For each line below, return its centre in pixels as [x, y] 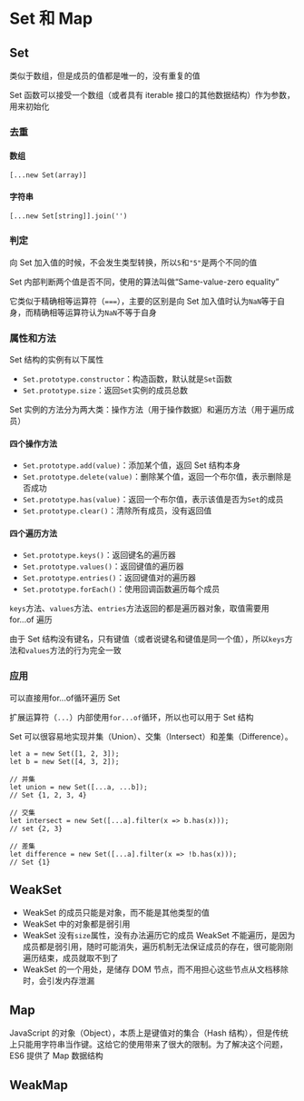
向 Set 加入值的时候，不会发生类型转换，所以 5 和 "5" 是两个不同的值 [133, 262]
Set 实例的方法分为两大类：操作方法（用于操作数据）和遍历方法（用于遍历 [148, 409]
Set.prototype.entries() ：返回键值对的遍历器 [109, 578]
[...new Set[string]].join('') [69, 216]
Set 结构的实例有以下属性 [57, 359]
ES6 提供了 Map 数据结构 [56, 1056]
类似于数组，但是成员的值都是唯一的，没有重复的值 [105, 75]
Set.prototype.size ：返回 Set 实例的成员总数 [105, 390]
